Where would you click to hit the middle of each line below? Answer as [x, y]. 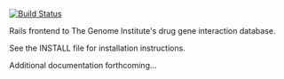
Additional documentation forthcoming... [83, 65]
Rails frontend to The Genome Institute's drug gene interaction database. [143, 31]
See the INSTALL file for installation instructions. [98, 48]
